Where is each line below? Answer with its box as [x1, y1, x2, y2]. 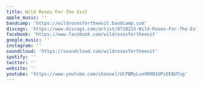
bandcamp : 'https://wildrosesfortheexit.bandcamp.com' [6, 20, 147, 26]
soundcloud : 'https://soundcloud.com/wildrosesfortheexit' [6, 48, 158, 55]
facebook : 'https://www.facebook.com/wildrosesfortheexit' [6, 31, 158, 38]
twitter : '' [6, 59, 36, 65]
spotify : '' [6, 54, 36, 60]
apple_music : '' [6, 15, 47, 21]
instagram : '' [6, 43, 42, 49]
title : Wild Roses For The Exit [6, 8, 88, 15]
